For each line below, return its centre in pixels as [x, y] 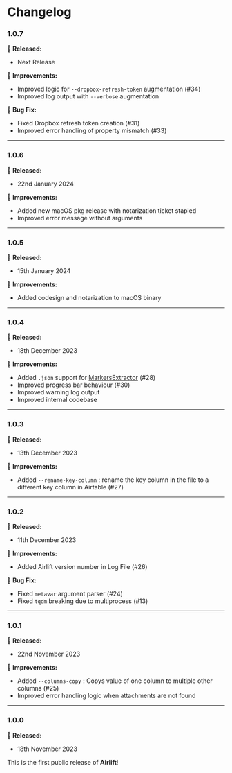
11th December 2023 [47, 540]
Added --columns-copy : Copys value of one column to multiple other [115, 681]
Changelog [39, 12]
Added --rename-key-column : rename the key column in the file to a [113, 480]
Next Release [36, 62]
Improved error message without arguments [80, 218]
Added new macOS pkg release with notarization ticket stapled [107, 210]
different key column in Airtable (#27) [70, 487]
